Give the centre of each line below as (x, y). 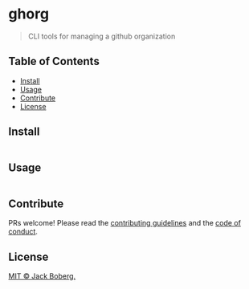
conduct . (23, 232)
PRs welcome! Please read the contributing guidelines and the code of (124, 223)
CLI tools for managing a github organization (102, 36)
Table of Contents (54, 61)
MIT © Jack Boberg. (42, 276)
